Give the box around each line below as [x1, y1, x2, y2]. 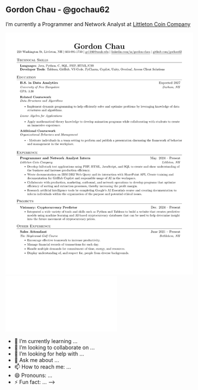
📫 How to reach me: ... [14, 363, 71, 370]
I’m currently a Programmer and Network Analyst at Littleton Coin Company [5, 20, 191, 27]
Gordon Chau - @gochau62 [5, 5, 110, 15]
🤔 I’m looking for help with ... [14, 350, 84, 357]
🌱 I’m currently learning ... [14, 338, 78, 345]
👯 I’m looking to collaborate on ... [14, 344, 95, 351]
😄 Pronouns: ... [14, 372, 53, 379]
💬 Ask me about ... [14, 357, 59, 364]
